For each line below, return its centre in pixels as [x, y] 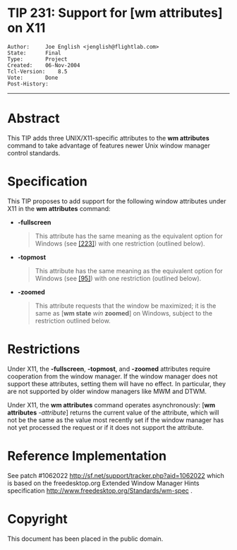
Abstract [34, 119]
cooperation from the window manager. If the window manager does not [113, 376]
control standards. [34, 153]
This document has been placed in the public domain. [85, 539]
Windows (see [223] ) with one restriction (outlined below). [120, 243]
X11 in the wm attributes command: [59, 208]
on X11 [26, 28]
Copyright [38, 519]
